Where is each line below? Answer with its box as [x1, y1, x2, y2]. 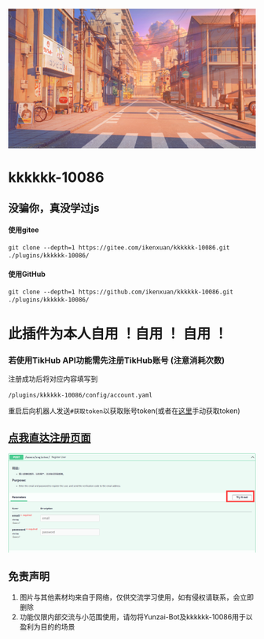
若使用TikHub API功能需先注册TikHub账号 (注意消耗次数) [8, 355, 225, 366]
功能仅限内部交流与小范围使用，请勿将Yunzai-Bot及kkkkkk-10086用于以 [19, 611, 253, 622]
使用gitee [8, 225, 39, 235]
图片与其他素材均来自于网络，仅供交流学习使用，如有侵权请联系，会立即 [19, 592, 254, 602]
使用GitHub [8, 269, 46, 279]
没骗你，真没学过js [8, 201, 100, 215]
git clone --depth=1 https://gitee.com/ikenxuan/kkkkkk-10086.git [8, 244, 230, 252]
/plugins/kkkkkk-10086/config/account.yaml [8, 391, 153, 399]
